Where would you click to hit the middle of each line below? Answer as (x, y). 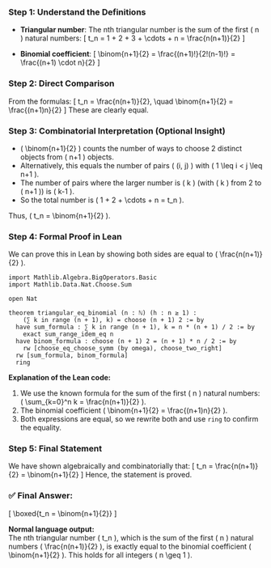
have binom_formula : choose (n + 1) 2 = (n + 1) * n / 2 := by (126, 341)
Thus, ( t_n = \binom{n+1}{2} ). (59, 215)
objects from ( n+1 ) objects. (67, 157)
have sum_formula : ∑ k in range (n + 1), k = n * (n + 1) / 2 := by (135, 327)
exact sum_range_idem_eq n (68, 334)
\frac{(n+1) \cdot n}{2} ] (60, 62)
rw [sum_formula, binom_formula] (72, 356)
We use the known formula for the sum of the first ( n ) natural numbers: (140, 393)
